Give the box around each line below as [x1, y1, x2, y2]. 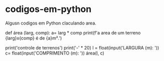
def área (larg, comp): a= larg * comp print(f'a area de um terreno [5, 29, 141, 35]
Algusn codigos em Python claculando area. [5, 20, 97, 26]
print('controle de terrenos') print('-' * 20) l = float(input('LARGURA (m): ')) [5, 44, 159, 50]
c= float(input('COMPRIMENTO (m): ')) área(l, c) [5, 50, 104, 56]
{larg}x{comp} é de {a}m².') [5, 35, 62, 41]
